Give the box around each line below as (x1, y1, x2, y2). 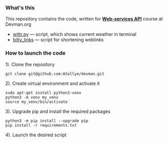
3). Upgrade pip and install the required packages (5, 108, 110, 114)
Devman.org (5, 21, 32, 27)
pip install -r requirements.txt (5, 122, 77, 128)
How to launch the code (5, 49, 66, 57)
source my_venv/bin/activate (5, 99, 68, 104)
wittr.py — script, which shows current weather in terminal (12, 31, 137, 38)
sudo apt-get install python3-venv (5, 90, 82, 95)
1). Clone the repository (5, 61, 55, 67)
